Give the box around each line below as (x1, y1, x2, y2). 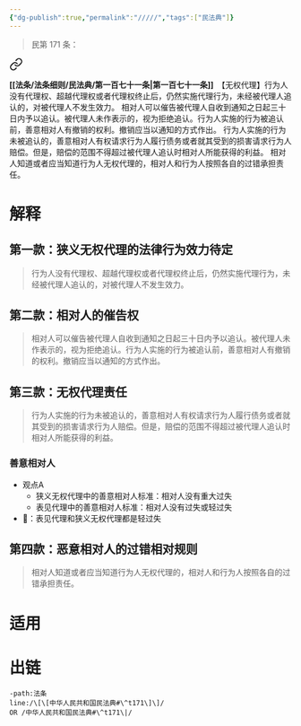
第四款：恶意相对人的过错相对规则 (9, 541, 198, 556)
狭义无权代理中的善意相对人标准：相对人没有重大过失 (35, 490, 233, 501)
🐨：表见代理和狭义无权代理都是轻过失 (21, 512, 161, 523)
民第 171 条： (30, 39, 79, 49)
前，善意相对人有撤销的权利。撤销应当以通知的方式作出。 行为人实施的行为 (9, 124, 287, 135)
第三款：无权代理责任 (9, 384, 127, 399)
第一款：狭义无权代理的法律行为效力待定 (9, 242, 233, 258)
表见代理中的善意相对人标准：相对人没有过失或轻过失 (35, 502, 233, 512)
